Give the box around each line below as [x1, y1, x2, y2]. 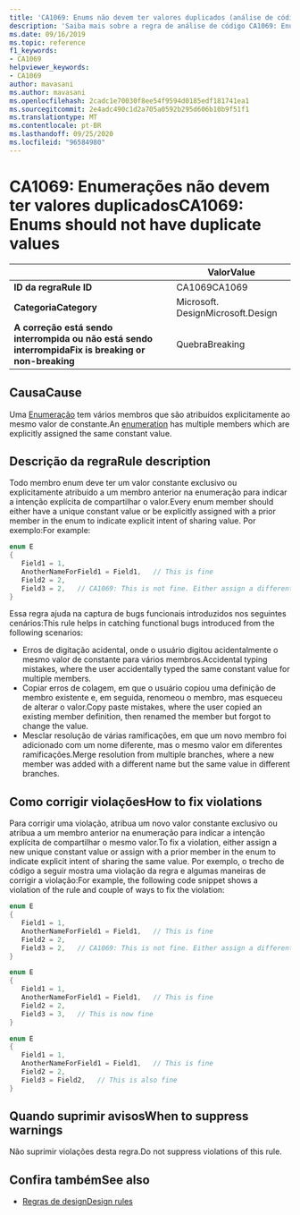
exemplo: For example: [9, 525, 91, 536]
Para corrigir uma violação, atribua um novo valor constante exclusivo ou [9, 818, 279, 828]
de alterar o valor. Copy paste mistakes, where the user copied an [21, 701, 262, 712]
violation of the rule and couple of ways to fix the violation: [9, 885, 225, 896]
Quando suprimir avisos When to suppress [9, 1109, 249, 1124]
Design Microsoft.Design [176, 306, 279, 319]
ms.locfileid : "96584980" [9, 138, 105, 147]
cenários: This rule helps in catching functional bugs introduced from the [9, 618, 275, 629]
